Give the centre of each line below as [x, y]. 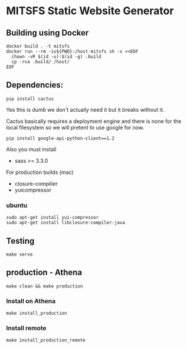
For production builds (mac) [40, 172]
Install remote [26, 328]
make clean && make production [45, 286]
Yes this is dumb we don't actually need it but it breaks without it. [85, 109]
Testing [20, 241]
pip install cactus [30, 99]
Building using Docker [47, 33]
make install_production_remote [46, 340]
